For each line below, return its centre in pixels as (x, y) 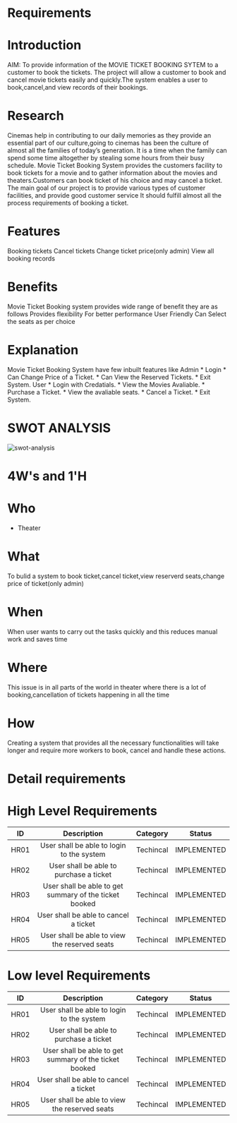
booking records (31, 258)
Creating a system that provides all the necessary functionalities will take (113, 743)
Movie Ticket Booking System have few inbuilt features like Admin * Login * (117, 369)
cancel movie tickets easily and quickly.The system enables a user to (108, 80)
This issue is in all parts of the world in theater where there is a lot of (107, 687)
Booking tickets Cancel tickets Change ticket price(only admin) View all (111, 251)
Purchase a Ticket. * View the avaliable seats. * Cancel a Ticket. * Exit (109, 392)
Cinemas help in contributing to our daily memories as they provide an (109, 136)
